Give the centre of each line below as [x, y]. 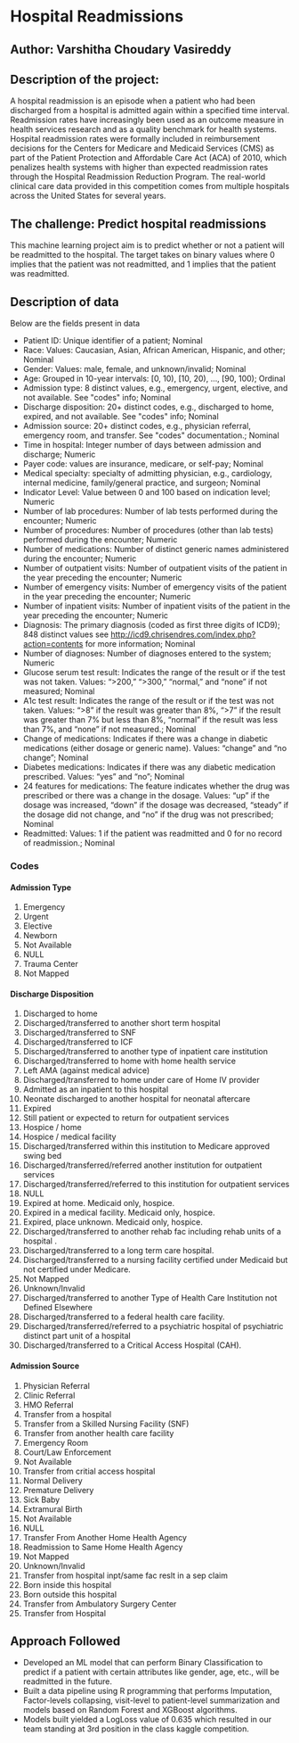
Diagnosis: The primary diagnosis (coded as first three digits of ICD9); [151, 625]
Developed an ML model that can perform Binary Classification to [143, 1663]
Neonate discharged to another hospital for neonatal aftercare [137, 1099]
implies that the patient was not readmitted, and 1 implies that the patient [143, 264]
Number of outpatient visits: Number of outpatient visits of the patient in [155, 568]
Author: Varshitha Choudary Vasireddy [121, 50]
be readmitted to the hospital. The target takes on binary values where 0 [142, 255]
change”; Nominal [56, 758]
